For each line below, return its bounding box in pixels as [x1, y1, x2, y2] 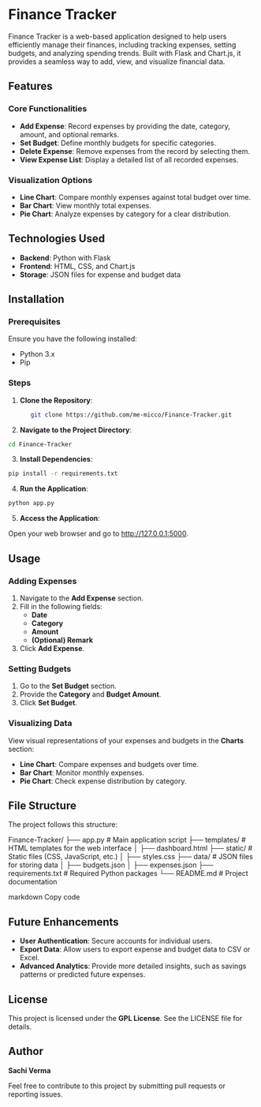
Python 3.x [19, 350, 55, 359]
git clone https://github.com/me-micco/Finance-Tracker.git [30, 410, 233, 419]
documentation [8, 877, 58, 887]
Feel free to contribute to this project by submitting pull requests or [8, 1081, 226, 1090]
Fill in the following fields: [19, 601, 103, 611]
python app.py [8, 499, 55, 507]
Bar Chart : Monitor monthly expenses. [19, 768, 144, 777]
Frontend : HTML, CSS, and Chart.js [19, 261, 136, 271]
